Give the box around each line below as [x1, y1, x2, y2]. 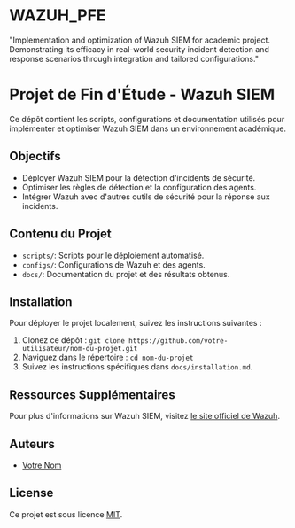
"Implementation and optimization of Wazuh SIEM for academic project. [9, 35, 271, 45]
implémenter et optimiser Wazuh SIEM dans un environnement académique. [9, 123, 286, 134]
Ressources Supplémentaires [9, 387, 175, 402]
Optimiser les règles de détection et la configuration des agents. [21, 182, 257, 192]
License [9, 485, 54, 501]
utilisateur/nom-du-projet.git [21, 345, 138, 353]
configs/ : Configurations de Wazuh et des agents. [21, 259, 206, 270]
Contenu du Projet [9, 227, 113, 242]
